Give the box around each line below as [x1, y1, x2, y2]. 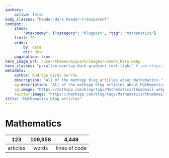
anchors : [5, 7, 24, 13]
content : [5, 21, 24, 27]
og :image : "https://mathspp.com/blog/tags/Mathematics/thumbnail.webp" [14, 87, 167, 92]
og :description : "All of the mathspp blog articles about [14, 82, 138, 87]
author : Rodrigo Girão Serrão [14, 73, 78, 78]
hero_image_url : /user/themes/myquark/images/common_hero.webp [5, 59, 141, 64]
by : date [23, 45, 42, 50]
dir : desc [23, 49, 44, 54]
